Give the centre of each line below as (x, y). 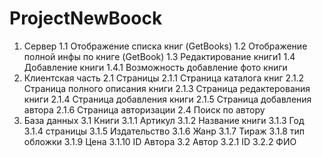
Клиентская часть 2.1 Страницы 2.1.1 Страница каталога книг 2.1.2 (164, 78)
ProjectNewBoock (86, 18)
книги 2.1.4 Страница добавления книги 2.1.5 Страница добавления (167, 99)
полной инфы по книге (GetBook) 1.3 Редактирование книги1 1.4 (159, 56)
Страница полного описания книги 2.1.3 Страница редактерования (167, 88)
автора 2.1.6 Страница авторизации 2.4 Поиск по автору (144, 109)
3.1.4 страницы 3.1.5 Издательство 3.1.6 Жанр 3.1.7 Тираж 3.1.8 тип (164, 131)
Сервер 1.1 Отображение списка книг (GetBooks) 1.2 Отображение (165, 46)
